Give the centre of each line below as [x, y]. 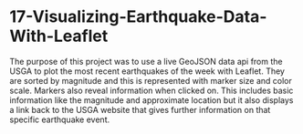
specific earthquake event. [60, 119]
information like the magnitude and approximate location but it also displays [151, 100]
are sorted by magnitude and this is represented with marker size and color [151, 80]
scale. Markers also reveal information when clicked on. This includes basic [151, 90]
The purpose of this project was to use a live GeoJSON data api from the [146, 61]
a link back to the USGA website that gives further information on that [140, 109]
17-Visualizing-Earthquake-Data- [138, 17]
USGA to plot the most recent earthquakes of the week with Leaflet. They [147, 71]
